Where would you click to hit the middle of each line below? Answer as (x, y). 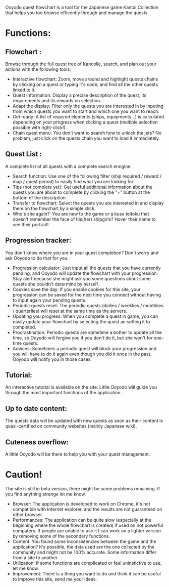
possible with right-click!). (40, 128)
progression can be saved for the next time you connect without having (87, 295)
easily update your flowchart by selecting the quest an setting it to (81, 321)
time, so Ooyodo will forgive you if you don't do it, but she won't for (82, 338)
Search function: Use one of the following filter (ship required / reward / (87, 176)
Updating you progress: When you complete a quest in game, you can (85, 316)
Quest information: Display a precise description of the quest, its (79, 95)
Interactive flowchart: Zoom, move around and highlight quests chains (85, 79)
